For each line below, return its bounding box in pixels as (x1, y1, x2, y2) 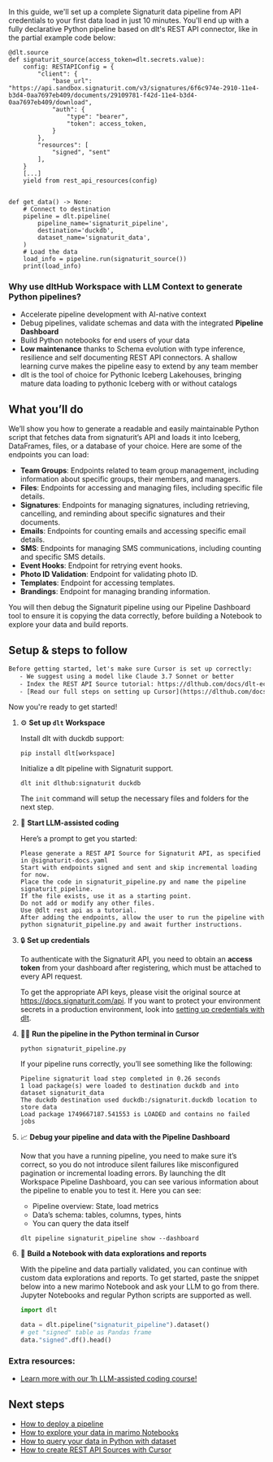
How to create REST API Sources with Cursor (19, 1445, 172, 1455)
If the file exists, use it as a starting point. (19, 892, 193, 901)
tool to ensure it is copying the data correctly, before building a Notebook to (8, 611, 262, 621)
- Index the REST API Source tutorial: (19, 679, 154, 688)
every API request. (19, 971, 83, 981)
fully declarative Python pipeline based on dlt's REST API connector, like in (8, 24, 258, 33)
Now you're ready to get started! (8, 702, 118, 712)
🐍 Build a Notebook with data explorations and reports (19, 1249, 207, 1259)
